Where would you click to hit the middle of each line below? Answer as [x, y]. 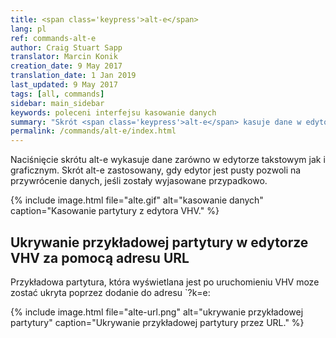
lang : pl [28, 29]
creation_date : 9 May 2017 [66, 66]
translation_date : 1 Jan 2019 [73, 76]
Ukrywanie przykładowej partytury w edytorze [159, 242]
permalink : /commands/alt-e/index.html [93, 131]
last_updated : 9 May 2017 [64, 85]
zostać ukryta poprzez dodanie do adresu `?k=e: [110, 292]
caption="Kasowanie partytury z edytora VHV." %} [115, 211]
